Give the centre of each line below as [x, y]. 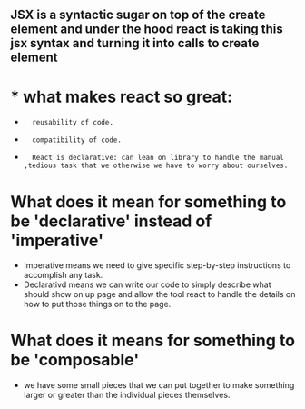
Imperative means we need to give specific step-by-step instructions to [157, 265]
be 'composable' [75, 360]
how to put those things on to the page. [97, 304]
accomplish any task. [63, 275]
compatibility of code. [77, 140]
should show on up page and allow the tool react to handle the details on [159, 294]
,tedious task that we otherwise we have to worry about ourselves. [156, 166]
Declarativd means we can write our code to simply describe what [147, 284]
